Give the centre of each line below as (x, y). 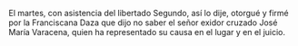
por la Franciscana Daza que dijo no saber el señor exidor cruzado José (143, 23)
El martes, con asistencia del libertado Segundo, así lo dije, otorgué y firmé (149, 13)
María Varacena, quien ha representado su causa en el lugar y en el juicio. (147, 32)
